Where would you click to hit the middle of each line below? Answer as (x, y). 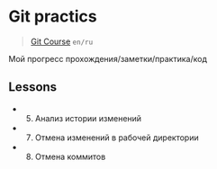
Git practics (53, 17)
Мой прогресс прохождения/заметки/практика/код (108, 58)
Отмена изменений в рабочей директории (117, 138)
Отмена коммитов (70, 156)
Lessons (33, 87)
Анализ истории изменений (88, 118)
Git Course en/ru (62, 41)
